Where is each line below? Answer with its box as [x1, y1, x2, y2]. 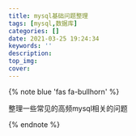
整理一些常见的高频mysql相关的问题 [8, 103, 128, 113]
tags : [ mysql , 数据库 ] [8, 19, 78, 28]
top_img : [8, 57, 38, 66]
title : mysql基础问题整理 [8, 11, 89, 20]
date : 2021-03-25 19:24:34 [8, 34, 100, 43]
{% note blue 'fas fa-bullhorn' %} [8, 87, 120, 96]
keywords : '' [8, 42, 53, 50]
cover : [8, 65, 31, 73]
